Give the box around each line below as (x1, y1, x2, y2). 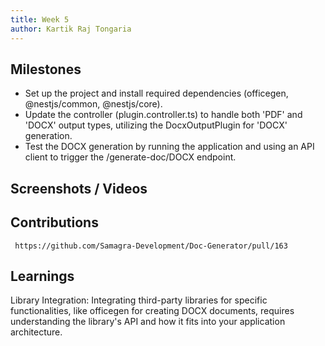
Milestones (10, 61, 82, 78)
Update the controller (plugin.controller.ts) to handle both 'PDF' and (24, 109, 303, 121)
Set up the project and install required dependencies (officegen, (24, 87, 289, 100)
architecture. (10, 326, 63, 338)
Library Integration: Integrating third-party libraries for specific (10, 294, 268, 306)
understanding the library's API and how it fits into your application (10, 316, 286, 328)
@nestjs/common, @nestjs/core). (24, 98, 163, 110)
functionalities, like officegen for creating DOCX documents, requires (10, 305, 295, 317)
